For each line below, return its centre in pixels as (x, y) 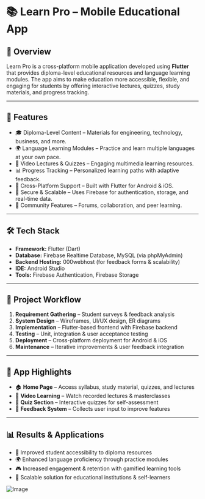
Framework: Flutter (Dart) (48, 249)
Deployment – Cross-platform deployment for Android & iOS (91, 340)
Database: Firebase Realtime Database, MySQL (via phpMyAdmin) (99, 255)
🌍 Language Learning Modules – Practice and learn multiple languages (105, 148)
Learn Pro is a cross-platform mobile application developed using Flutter (98, 66)
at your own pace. (38, 157)
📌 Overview (29, 52)
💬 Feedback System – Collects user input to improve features (93, 409)
